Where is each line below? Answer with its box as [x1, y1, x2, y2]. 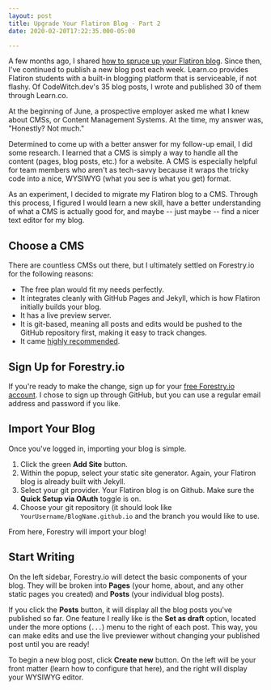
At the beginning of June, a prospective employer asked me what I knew [8, 106, 250, 116]
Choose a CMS [8, 238, 85, 252]
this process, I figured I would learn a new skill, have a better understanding [8, 198, 261, 208]
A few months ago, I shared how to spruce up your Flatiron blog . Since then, [8, 56, 263, 66]
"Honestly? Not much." [8, 123, 85, 134]
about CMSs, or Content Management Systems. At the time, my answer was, [8, 115, 264, 125]
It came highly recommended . [19, 336, 121, 346]
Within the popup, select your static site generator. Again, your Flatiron [19, 468, 256, 478]
